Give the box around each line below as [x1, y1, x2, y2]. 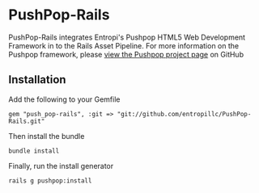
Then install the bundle [8, 131, 85, 141]
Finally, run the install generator [8, 161, 114, 170]
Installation [8, 73, 66, 86]
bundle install [8, 147, 60, 155]
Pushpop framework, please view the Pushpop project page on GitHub [8, 49, 244, 59]
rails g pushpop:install [8, 176, 92, 185]
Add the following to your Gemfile [8, 94, 121, 104]
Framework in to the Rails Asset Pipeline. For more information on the [8, 40, 240, 50]
